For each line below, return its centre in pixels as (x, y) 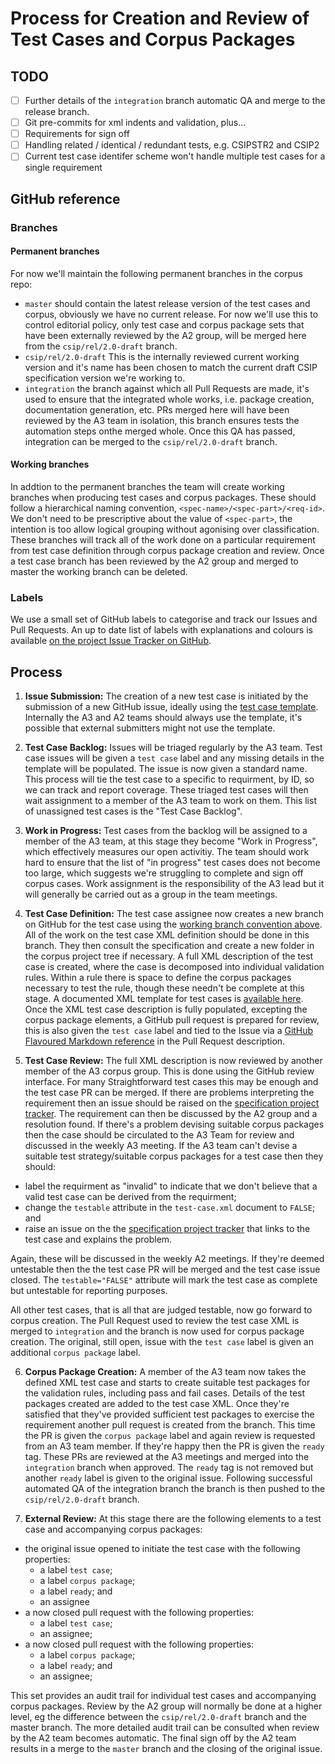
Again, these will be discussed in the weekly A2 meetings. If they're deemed (167, 1259)
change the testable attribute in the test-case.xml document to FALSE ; (170, 1208)
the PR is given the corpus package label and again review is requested (170, 1436)
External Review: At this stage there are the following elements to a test (173, 1519)
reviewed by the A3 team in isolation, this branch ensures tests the (162, 420)
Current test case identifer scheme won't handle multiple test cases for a (175, 156)
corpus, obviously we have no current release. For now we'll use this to (171, 314)
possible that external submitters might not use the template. (150, 728)
